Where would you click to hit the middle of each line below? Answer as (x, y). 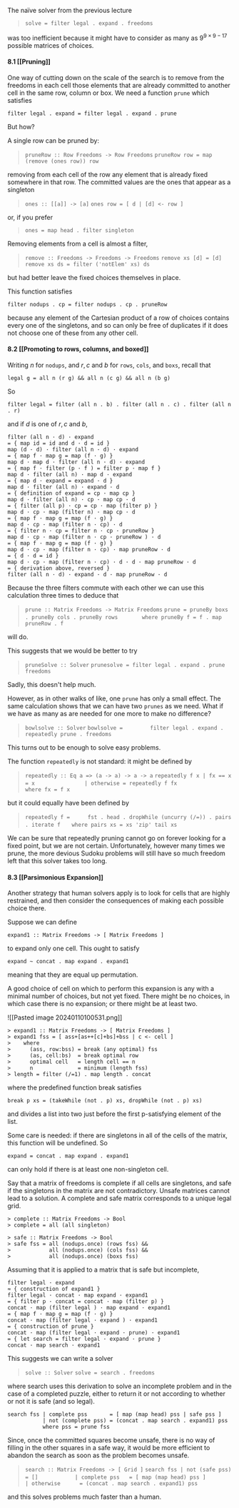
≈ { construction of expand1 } (54, 1289)
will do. (18, 637)
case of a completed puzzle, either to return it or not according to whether (117, 1394)
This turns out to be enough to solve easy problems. (84, 748)
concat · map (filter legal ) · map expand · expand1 (89, 1308)
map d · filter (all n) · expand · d (63, 487)
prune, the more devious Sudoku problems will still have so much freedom (117, 853)
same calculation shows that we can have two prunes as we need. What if (115, 706)
